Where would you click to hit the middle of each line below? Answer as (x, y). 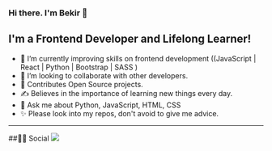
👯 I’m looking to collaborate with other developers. (104, 75)
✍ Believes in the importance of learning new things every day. (126, 93)
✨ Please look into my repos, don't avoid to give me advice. (119, 113)
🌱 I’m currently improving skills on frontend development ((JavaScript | (138, 58)
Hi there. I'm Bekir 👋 (48, 13)
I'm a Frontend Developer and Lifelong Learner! (130, 39)
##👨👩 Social (29, 138)
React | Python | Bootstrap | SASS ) (79, 67)
